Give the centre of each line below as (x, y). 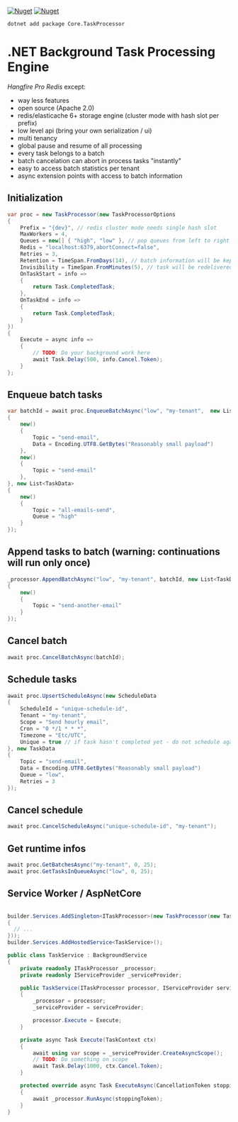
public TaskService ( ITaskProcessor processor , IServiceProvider (117, 988)
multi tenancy (38, 138)
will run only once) (49, 563)
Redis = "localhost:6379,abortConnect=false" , (90, 248)
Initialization (35, 198)
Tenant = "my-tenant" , (53, 716)
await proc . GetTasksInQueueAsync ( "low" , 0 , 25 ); (80, 872)
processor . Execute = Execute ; (77, 1021)
